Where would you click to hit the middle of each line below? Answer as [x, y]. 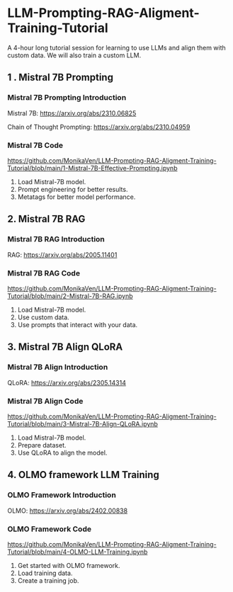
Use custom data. [43, 317]
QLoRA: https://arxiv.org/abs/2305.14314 [67, 382]
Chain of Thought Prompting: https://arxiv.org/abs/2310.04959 [99, 127]
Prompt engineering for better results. [73, 189]
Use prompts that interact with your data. [78, 324]
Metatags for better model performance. [76, 197]
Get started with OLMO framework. [69, 565]
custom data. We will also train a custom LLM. [74, 55]
